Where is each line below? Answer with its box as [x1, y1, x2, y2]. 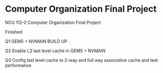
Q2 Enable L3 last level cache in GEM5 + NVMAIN [5, 48, 106, 54]
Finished [5, 29, 23, 35]
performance [5, 62, 32, 68]
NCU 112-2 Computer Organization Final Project [5, 19, 101, 25]
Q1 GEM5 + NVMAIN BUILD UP [5, 38, 68, 44]
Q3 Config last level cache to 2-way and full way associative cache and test [5, 57, 158, 63]
